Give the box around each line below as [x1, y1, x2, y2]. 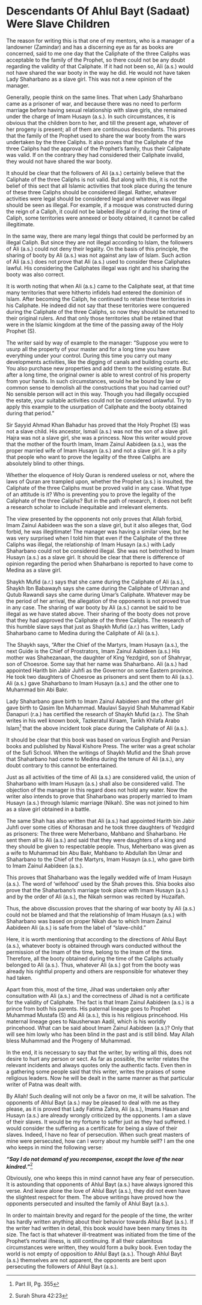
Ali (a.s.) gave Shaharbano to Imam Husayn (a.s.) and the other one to [6, 679, 179, 687]
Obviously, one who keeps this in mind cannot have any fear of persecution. [6, 1175, 195, 1182]
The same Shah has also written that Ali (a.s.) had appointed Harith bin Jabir [6, 817, 195, 824]
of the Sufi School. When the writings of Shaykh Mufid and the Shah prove [6, 749, 191, 756]
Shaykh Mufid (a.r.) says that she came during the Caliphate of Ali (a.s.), [6, 578, 185, 585]
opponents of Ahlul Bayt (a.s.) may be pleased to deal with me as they [6, 1099, 180, 1106]
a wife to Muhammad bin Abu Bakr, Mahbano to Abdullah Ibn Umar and [6, 849, 182, 856]
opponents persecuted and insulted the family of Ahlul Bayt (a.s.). [6, 1200, 170, 1207]
